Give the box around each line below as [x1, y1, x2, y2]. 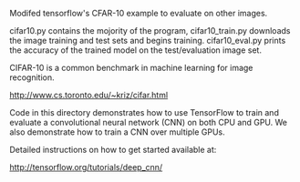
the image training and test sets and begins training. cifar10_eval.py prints [9, 35, 286, 45]
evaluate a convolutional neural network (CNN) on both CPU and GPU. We [9, 117, 288, 127]
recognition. [9, 72, 55, 83]
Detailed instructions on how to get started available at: [9, 145, 217, 155]
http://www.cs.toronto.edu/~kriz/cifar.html [9, 90, 169, 100]
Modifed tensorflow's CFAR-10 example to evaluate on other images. [9, 8, 268, 18]
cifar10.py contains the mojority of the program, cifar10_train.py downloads [9, 25, 291, 35]
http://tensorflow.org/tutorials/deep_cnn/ [9, 162, 163, 172]
